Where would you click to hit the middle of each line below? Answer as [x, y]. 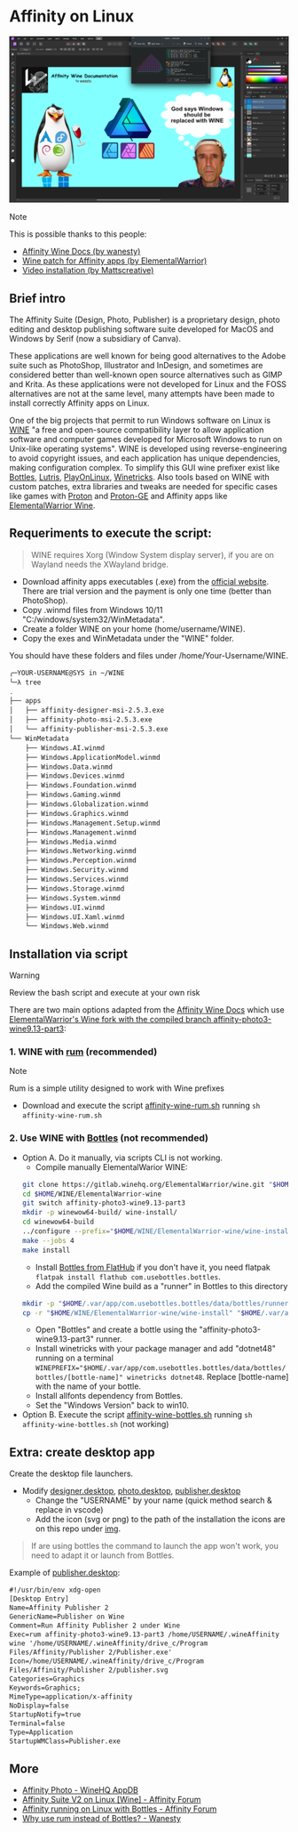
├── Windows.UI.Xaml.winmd [75, 917]
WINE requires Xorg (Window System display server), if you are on [153, 554]
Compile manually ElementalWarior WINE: [111, 1166]
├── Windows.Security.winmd [77, 870]
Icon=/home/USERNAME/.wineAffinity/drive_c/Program [106, 1661]
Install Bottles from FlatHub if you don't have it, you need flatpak [153, 1267]
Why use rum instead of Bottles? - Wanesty [102, 1819]
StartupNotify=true [45, 1715]
